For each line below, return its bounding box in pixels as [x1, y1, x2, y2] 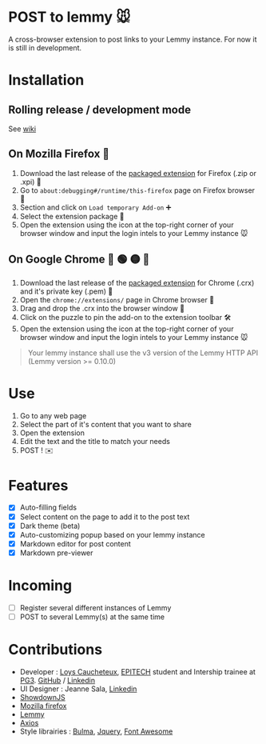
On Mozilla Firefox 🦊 [8, 147, 110, 161]
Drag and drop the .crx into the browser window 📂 [19, 303, 185, 313]
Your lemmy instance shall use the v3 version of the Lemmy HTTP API [27, 348, 258, 358]
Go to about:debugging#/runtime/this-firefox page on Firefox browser [19, 185, 256, 195]
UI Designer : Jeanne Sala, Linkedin [19, 684, 137, 694]
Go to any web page [19, 410, 87, 420]
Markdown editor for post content [19, 538, 132, 548]
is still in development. [8, 42, 82, 52]
